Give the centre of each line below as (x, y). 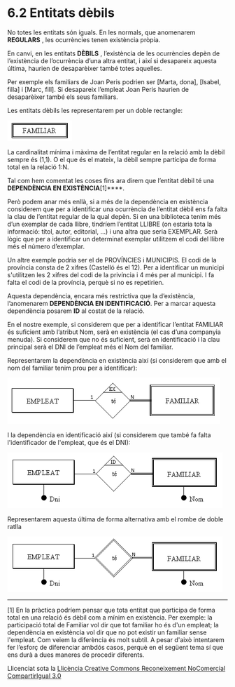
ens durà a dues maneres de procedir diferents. (76, 655)
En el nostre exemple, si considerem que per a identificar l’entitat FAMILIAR (115, 324)
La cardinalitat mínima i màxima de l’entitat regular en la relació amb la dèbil (116, 152)
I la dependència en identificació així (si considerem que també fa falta (109, 435)
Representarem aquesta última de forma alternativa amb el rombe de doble (115, 519)
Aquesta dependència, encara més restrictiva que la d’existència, (101, 295)
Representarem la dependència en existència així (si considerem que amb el (117, 360)
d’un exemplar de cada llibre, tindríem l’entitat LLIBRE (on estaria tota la (110, 224)
